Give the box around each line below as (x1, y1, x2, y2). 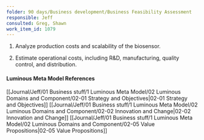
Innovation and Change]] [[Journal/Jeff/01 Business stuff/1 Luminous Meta (6, 114, 193, 122)
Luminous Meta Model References (6, 74, 96, 82)
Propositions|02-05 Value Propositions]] (6, 127, 108, 135)
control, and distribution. (15, 61, 77, 68)
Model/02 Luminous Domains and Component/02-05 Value (6, 121, 155, 128)
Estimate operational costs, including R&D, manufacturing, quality (15, 54, 180, 61)
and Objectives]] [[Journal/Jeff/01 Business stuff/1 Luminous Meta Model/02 (6, 101, 198, 108)
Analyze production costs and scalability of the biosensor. (15, 43, 161, 50)
